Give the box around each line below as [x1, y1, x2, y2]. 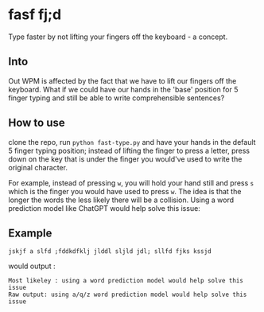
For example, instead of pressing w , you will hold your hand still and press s [8, 177, 254, 188]
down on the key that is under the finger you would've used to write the [8, 154, 243, 164]
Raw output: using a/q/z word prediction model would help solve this [8, 291, 247, 299]
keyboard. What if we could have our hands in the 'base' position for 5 [8, 84, 239, 94]
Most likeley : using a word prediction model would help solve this [8, 277, 244, 285]
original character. [8, 162, 68, 172]
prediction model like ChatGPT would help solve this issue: [8, 203, 200, 213]
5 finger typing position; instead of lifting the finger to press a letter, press [8, 146, 250, 155]
